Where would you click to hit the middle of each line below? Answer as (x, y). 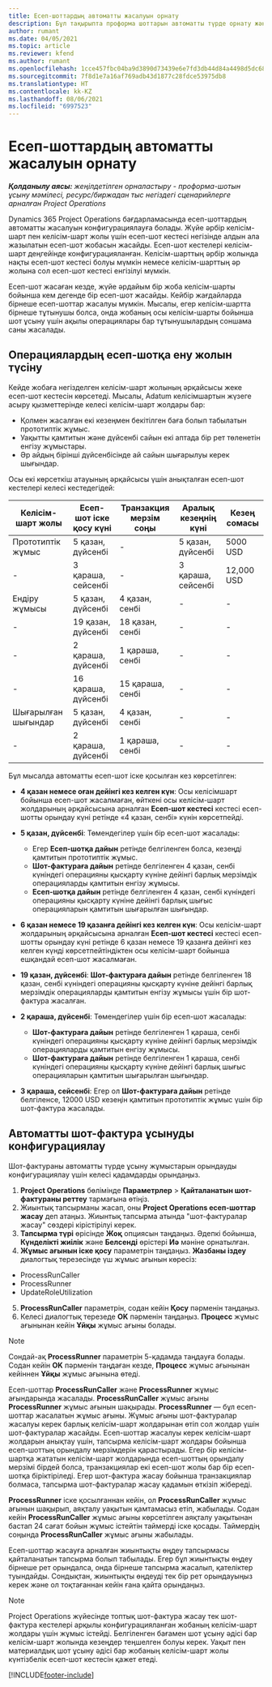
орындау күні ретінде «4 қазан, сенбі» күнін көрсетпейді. (144, 817)
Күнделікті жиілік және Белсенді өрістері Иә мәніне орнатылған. (134, 1242)
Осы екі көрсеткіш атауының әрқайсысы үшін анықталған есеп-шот (126, 479)
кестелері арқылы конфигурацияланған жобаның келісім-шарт (148, 1625)
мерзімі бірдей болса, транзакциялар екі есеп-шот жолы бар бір (121, 1467)
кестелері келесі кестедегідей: (62, 487)
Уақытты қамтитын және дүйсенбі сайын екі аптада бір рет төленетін (140, 437)
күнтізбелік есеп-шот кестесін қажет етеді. (83, 1659)
